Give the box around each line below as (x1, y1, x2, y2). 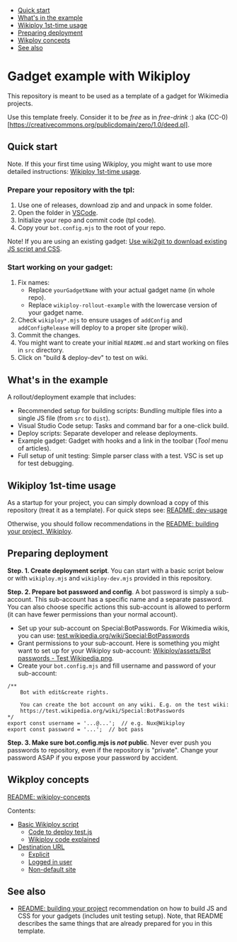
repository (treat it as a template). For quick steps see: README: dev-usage (7, 506, 228, 514)
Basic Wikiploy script (17, 820, 79, 828)
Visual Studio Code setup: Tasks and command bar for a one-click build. (17, 421, 229, 430)
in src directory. (17, 346, 64, 354)
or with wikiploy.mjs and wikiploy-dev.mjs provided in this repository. (7, 574, 212, 582)
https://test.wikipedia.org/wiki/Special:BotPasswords (20, 707, 185, 714)
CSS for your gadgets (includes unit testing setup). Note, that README (17, 912, 224, 920)
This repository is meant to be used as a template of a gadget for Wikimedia (7, 91, 229, 100)
